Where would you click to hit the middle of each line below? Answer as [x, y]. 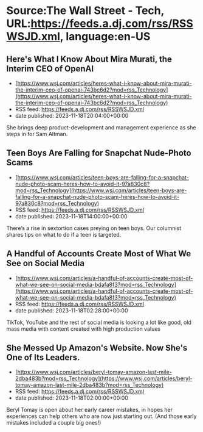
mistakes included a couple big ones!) [54, 423]
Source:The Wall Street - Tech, [85, 11]
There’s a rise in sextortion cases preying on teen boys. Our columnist [94, 228]
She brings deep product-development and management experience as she [101, 128]
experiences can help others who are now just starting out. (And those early [101, 416]
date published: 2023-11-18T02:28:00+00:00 [72, 310]
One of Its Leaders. [43, 358]
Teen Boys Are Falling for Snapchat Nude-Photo [99, 153]
